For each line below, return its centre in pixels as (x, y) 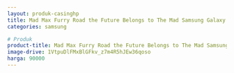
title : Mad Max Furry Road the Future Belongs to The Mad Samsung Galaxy (117, 20)
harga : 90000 (26, 59)
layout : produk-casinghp (43, 14)
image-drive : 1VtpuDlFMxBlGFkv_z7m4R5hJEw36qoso (79, 52)
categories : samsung (37, 26)
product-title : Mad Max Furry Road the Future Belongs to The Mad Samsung (118, 46)
